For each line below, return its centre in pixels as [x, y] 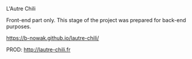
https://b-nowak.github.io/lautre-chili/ [53, 38]
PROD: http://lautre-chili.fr [38, 49]
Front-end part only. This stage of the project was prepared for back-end [96, 20]
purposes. [19, 27]
